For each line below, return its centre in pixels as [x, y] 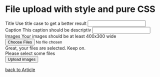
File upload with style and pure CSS [80, 9]
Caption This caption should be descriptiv [48, 30]
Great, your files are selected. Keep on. [45, 48]
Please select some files [30, 53]
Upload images [22, 59]
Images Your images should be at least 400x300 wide [61, 36]
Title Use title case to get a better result [46, 23]
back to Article [20, 69]
